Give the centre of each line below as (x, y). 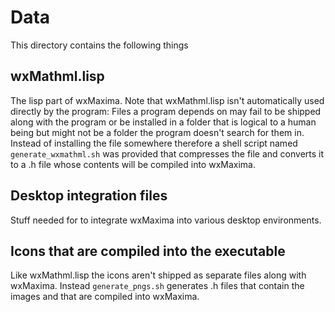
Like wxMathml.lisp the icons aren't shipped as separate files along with (158, 275)
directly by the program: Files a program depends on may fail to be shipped (166, 111)
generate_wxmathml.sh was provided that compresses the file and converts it (167, 153)
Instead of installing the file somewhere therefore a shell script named (154, 143)
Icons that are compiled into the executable (148, 251)
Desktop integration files (89, 196)
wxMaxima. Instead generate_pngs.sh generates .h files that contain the (157, 286)
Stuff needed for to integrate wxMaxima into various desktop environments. (166, 220)
